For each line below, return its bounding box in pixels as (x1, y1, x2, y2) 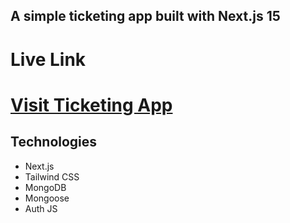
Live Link (10, 48, 87, 71)
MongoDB (24, 181, 67, 193)
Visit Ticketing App (10, 94, 173, 116)
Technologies (10, 134, 98, 151)
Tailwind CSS (24, 170, 80, 183)
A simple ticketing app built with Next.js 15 (10, 8, 281, 25)
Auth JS (24, 202, 58, 214)
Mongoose (24, 192, 70, 204)
